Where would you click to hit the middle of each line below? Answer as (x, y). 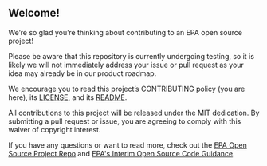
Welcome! (34, 13)
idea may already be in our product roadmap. (82, 73)
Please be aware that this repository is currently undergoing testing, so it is (132, 56)
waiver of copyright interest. (55, 129)
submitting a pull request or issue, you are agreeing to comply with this (125, 121)
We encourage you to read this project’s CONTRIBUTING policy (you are (127, 89)
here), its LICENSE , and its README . (68, 97)
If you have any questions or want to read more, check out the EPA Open (128, 145)
